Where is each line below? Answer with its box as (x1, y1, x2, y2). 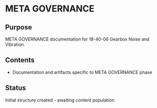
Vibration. (5, 41, 25, 47)
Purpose (5, 23, 32, 31)
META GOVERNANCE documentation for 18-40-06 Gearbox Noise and (5, 36, 150, 42)
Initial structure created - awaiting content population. (5, 97, 116, 103)
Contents (5, 56, 35, 64)
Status (5, 83, 26, 92)
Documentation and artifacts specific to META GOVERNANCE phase (12, 69, 153, 75)
